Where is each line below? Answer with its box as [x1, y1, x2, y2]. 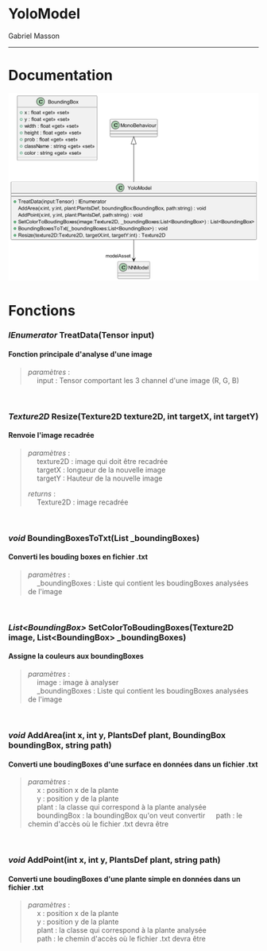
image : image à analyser [37, 678, 119, 687]
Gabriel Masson [8, 31, 60, 41]
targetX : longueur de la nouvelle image [37, 465, 166, 474]
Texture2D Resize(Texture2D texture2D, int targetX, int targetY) [8, 411, 259, 422]
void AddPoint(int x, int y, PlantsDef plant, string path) [8, 855, 221, 866]
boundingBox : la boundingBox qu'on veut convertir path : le [37, 811, 242, 821]
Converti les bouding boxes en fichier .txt [8, 552, 149, 562]
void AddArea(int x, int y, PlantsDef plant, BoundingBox [8, 729, 226, 740]
